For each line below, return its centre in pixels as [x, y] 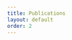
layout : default [30, 20]
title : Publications [37, 13]
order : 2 [20, 26]
